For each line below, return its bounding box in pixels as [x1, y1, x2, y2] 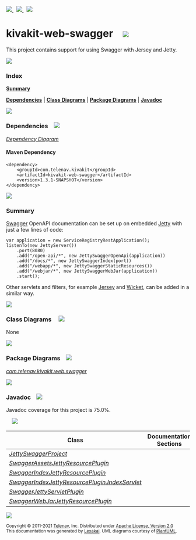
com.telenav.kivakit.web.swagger [6, 367, 87, 374]
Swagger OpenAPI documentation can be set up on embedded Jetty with [6, 220, 183, 227]
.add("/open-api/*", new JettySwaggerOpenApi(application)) [16, 253, 166, 259]
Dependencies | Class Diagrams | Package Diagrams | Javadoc [6, 97, 162, 104]
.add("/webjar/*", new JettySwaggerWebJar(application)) [16, 269, 158, 274]
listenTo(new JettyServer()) [6, 243, 77, 249]
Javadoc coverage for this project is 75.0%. [6, 406, 111, 413]
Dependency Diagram [6, 135, 60, 142]
